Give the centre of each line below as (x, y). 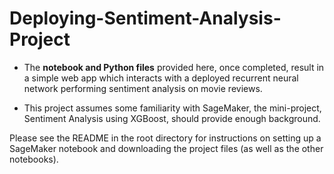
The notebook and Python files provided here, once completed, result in (174, 67)
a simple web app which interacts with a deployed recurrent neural (161, 78)
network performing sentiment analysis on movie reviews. (143, 88)
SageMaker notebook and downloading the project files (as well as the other (166, 148)
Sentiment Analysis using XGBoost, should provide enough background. (172, 118)
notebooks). (34, 159)
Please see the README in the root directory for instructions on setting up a (165, 138)
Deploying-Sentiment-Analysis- (145, 18)
